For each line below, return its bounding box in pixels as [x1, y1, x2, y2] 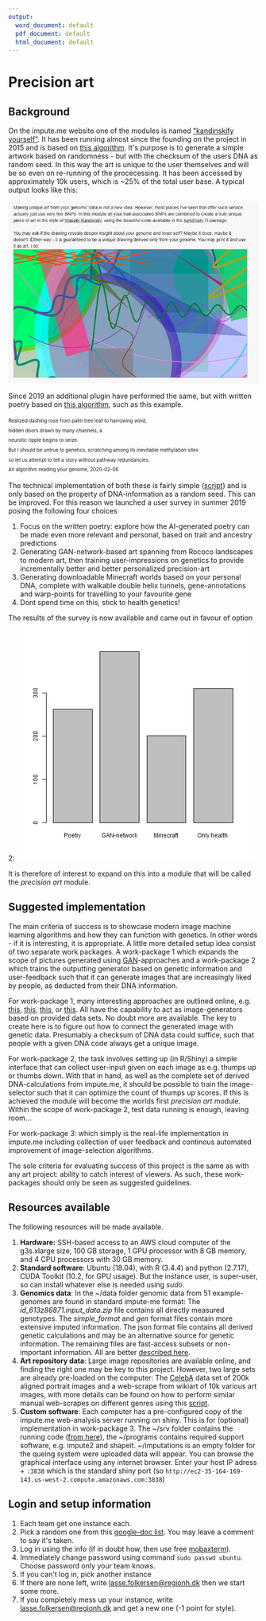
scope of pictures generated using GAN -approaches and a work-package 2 [8, 955, 256, 965]
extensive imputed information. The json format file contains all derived [19, 1322, 253, 1331]
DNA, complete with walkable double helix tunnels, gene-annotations [19, 581, 246, 591]
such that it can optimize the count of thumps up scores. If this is [37, 1088, 249, 1097]
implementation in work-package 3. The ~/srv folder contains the [19, 1424, 233, 1433]
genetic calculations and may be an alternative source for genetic [19, 1330, 234, 1340]
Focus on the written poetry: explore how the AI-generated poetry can [19, 521, 250, 531]
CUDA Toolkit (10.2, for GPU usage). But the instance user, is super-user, [19, 1271, 258, 1281]
